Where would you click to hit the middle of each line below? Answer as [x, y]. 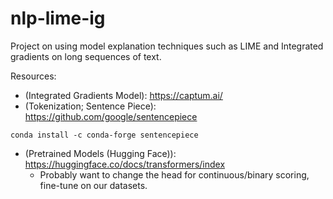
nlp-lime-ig [58, 18]
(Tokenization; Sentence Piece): [90, 106]
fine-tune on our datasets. [93, 185]
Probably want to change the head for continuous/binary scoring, [174, 174]
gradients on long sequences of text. [86, 56]
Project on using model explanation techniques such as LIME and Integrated [167, 46]
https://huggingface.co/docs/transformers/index [125, 164]
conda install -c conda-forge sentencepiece [104, 135]
